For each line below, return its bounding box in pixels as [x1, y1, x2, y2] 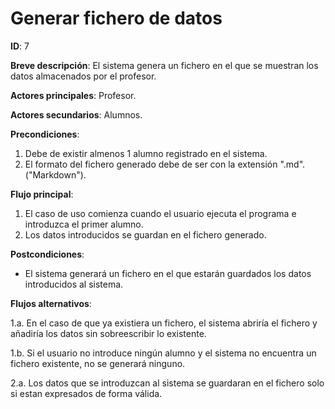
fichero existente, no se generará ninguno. [10, 357, 186, 369]
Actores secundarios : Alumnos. [10, 108, 143, 121]
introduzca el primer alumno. [24, 218, 144, 230]
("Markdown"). [24, 168, 87, 181]
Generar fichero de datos [10, 7, 223, 30]
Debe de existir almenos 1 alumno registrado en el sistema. [24, 147, 268, 159]
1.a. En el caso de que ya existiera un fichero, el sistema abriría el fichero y [10, 317, 318, 329]
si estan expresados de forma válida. [10, 387, 163, 399]
